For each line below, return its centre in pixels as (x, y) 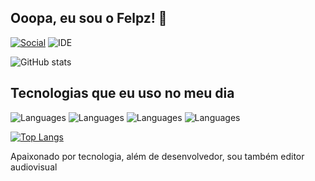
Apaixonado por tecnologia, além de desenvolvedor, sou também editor (157, 156)
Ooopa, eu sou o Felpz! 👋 (89, 18)
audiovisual (34, 167)
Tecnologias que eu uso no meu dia (122, 93)
